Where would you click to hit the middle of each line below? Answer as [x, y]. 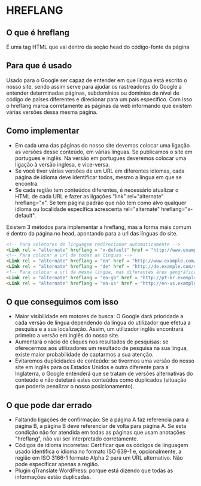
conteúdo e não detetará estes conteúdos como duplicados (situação [100, 380]
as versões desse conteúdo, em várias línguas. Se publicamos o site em [103, 152]
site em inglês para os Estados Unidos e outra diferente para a [92, 367]
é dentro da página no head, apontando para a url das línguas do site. [92, 233]
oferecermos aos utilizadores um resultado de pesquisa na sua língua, [101, 348]
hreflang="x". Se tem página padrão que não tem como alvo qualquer [100, 203]
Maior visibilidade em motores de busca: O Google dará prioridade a [99, 316]
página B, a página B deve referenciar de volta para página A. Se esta [100, 426]
